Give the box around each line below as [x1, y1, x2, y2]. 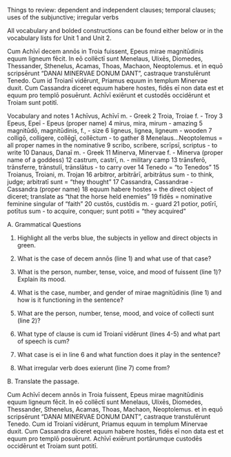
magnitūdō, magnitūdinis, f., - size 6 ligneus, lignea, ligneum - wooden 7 [7, 127, 212, 134]
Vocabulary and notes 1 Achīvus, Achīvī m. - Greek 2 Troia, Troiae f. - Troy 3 [7, 112, 223, 120]
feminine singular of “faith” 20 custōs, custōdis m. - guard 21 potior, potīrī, [7, 200, 218, 207]
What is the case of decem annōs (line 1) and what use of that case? [17, 254, 212, 263]
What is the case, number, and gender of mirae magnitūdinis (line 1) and [17, 289, 222, 296]
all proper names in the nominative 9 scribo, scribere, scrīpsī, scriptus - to [7, 141, 218, 149]
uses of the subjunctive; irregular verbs [7, 13, 119, 21]
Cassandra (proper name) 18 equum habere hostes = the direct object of [7, 185, 214, 193]
